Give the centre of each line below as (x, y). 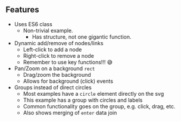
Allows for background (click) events (68, 81)
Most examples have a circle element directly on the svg (93, 93)
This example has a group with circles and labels (83, 100)
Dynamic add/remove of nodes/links (59, 43)
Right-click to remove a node (59, 55)
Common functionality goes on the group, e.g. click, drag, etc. (99, 106)
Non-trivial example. (48, 30)
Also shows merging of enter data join (70, 112)
